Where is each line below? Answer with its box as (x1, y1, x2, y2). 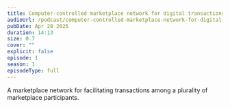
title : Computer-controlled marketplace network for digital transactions (7, 10, 225, 17)
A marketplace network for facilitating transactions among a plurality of (7, 86, 208, 94)
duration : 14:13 (7, 29, 53, 36)
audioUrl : (7, 16, 36, 23)
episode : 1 (7, 55, 38, 62)
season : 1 (7, 61, 36, 68)
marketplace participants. (7, 93, 79, 101)
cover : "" (7, 42, 36, 49)
